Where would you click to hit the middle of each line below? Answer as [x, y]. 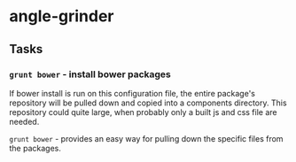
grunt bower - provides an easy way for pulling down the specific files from [146, 138]
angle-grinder [62, 16]
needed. [24, 121]
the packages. [35, 148]
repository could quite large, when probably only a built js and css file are [143, 112]
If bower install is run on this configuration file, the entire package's [132, 93]
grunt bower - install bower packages [90, 74]
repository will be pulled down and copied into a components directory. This [148, 103]
